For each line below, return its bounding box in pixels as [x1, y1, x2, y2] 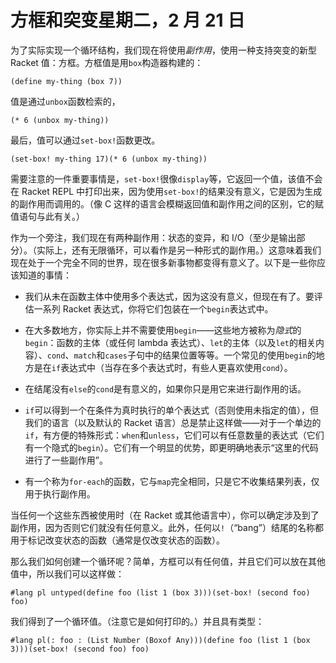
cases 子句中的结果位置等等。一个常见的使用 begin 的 [104, 349, 317, 361]
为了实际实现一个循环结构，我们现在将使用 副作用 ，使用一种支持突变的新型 [10, 44, 317, 56]
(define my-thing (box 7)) [10, 76, 123, 86]
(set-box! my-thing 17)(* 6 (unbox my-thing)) [10, 154, 208, 164]
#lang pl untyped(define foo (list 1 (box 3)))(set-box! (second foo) [10, 587, 311, 598]
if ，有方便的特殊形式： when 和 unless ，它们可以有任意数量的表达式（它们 [24, 429, 325, 441]
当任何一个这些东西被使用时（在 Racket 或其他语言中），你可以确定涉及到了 [10, 509, 320, 521]
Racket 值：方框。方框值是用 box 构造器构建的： [10, 56, 204, 68]
